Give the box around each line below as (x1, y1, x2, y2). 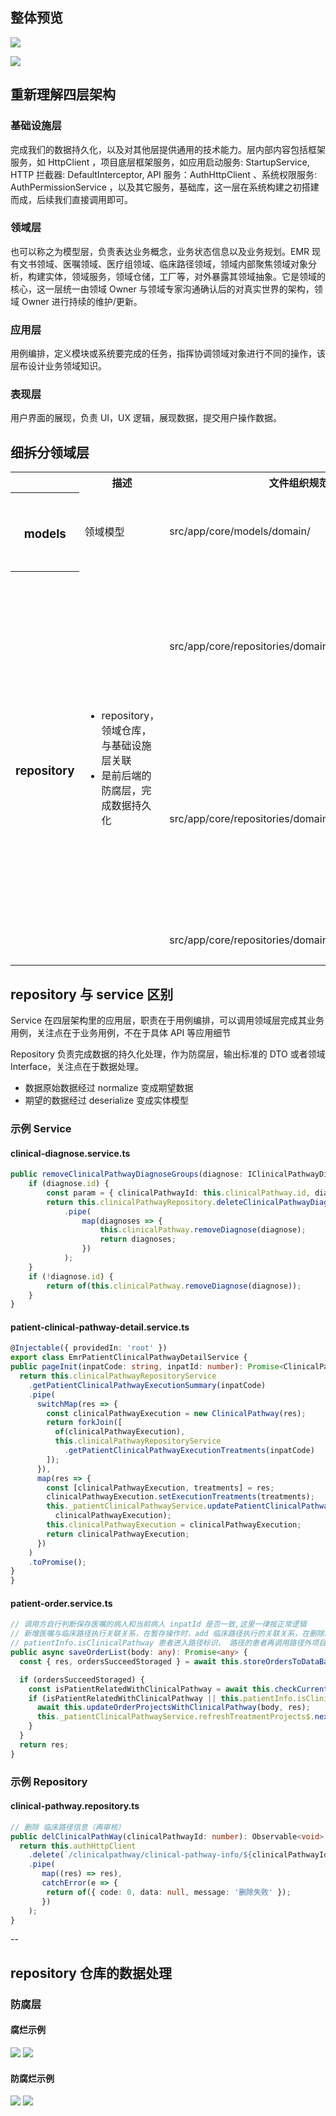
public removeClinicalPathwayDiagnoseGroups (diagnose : (10, 1169, 244, 1180)
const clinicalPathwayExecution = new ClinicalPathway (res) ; (46, 1408, 307, 1418)
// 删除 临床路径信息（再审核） (10, 1822, 126, 1832)
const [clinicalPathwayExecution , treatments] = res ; (46, 1483, 275, 1493)
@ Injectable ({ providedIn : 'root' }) (10, 1343, 168, 1353)
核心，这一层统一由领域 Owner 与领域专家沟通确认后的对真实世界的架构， (10, 283, 315, 295)
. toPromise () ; (28, 1557, 87, 1567)
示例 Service (10, 1121, 72, 1135)
